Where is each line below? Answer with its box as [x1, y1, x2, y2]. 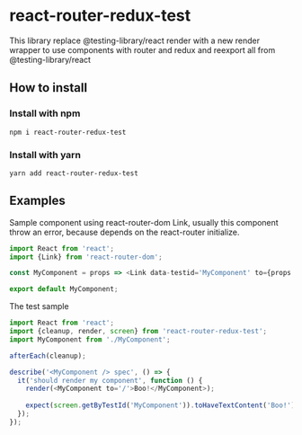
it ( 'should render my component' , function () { [17, 376, 203, 385]
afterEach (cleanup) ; [9, 351, 87, 360]
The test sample [9, 301, 69, 312]
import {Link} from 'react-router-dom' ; [9, 253, 164, 262]
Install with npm [9, 107, 81, 120]
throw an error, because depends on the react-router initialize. [9, 226, 240, 237]
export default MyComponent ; [9, 285, 119, 294]
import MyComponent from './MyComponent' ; [9, 334, 171, 344]
